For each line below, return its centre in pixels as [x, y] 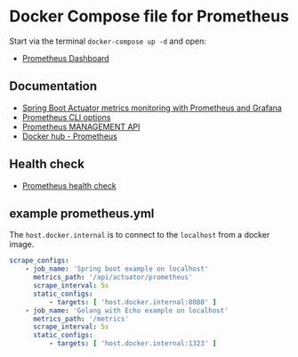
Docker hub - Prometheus [69, 136]
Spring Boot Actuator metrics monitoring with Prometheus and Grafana [152, 108]
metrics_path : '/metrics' [81, 319]
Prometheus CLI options [66, 117]
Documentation [53, 86]
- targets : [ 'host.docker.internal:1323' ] [133, 344]
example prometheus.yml [82, 213]
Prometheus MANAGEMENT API [81, 126]
